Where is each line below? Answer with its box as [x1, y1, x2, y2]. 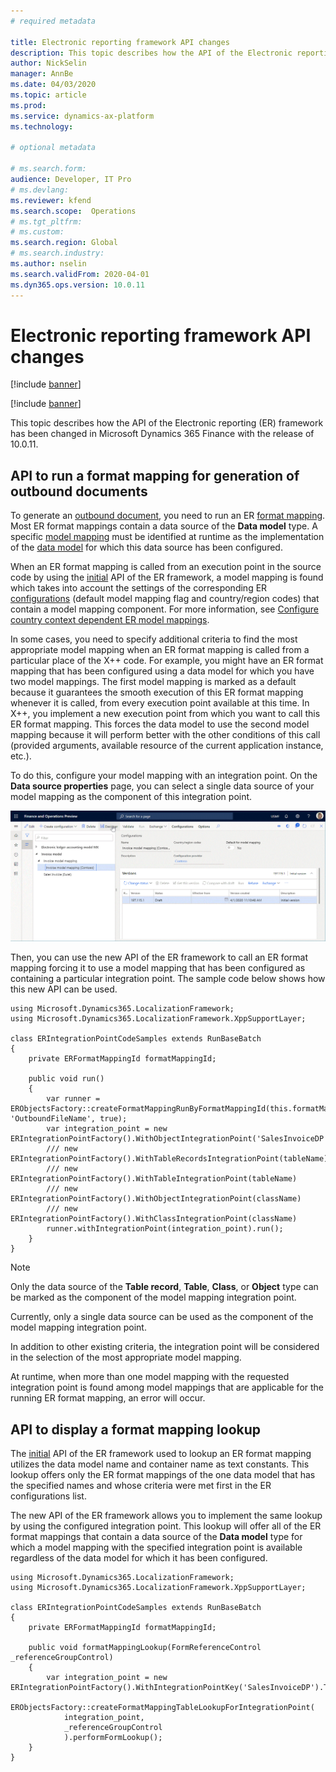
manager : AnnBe [10, 69, 74, 79]
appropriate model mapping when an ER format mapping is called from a [10, 644, 310, 656]
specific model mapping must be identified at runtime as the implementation [10, 531, 325, 543]
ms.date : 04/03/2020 [10, 80, 97, 90]
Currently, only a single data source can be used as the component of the [10, 1311, 314, 1323]
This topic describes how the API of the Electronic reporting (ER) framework [10, 417, 324, 429]
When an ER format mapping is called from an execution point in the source [10, 561, 322, 573]
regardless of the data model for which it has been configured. [10, 1552, 268, 1564]
